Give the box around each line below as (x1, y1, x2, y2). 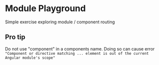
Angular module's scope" (5, 55, 55, 60)
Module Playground (5, 3, 86, 14)
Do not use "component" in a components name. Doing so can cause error (5, 46, 155, 51)
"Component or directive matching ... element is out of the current (5, 51, 149, 56)
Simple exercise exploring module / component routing (5, 19, 115, 25)
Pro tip (5, 33, 26, 41)
